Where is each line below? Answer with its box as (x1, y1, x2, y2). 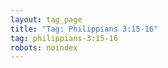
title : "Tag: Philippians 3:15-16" (10, 24, 159, 34)
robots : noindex (10, 42, 78, 53)
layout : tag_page (10, 14, 83, 25)
